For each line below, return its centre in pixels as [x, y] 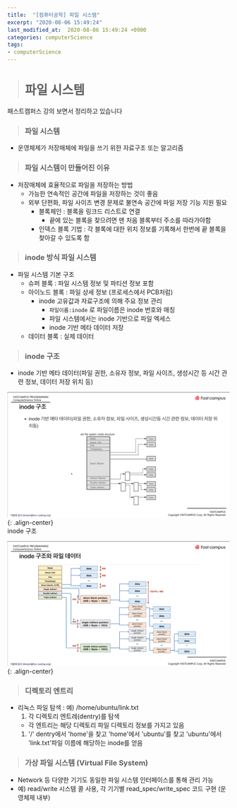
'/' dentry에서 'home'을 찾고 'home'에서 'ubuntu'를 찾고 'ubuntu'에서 [125, 734]
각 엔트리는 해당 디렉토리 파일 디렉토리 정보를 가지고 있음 [106, 725]
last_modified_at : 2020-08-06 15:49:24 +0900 [77, 30]
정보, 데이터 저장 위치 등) [59, 382]
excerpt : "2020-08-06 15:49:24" [55, 22]
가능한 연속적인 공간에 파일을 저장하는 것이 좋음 [93, 194]
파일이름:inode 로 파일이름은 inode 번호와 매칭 [112, 309]
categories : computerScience [50, 37]
